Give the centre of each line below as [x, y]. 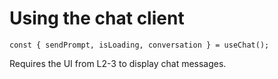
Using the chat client [97, 18]
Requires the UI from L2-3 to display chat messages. [118, 63]
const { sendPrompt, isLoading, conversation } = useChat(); [139, 45]
